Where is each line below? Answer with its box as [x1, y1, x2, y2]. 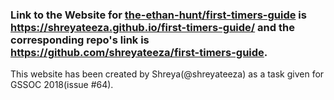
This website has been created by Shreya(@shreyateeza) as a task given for [10, 68, 325, 80]
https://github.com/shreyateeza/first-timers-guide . [10, 45, 268, 59]
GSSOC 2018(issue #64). [10, 79, 114, 91]
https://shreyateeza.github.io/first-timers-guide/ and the [10, 20, 295, 34]
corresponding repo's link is [10, 33, 150, 47]
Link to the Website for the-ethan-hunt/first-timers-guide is [10, 8, 307, 22]
